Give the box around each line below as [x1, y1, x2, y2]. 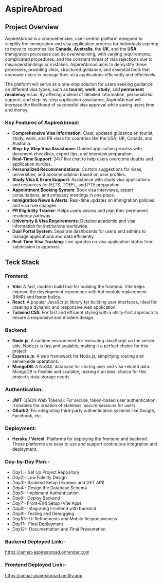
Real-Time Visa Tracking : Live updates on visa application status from [12, 239, 154, 245]
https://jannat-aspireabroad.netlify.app [5, 572, 83, 578]
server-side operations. [12, 358, 59, 364]
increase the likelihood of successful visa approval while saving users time [5, 102, 155, 107]
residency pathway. [12, 213, 52, 219]
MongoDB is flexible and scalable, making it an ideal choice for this [12, 369, 147, 375]
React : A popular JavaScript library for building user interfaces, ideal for [12, 299, 157, 305]
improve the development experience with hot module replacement [12, 288, 147, 295]
